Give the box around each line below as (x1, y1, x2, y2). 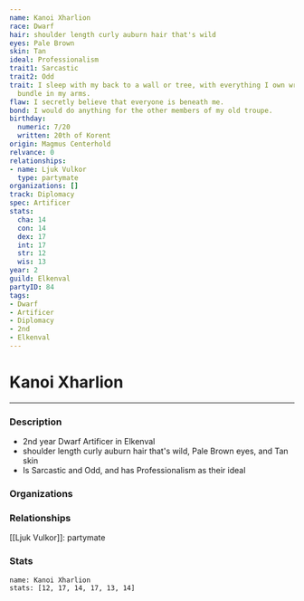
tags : (9, 291, 30, 300)
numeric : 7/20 (17, 123, 71, 132)
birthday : (9, 114, 47, 123)
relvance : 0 (9, 148, 54, 157)
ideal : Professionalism (9, 55, 100, 64)
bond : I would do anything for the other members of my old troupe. (9, 106, 273, 115)
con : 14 (17, 224, 47, 233)
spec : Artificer (9, 198, 71, 208)
